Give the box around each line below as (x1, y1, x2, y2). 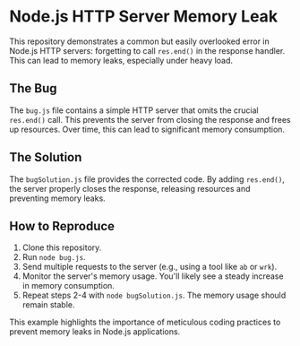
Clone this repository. (21, 242, 102, 253)
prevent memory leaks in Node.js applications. (9, 326, 181, 337)
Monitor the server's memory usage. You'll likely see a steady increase (21, 271, 284, 281)
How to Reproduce (9, 218, 115, 234)
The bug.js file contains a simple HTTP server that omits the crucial (9, 105, 260, 116)
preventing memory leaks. (9, 193, 106, 203)
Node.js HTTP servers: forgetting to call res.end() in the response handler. (9, 45, 286, 56)
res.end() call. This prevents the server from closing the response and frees (9, 114, 291, 125)
